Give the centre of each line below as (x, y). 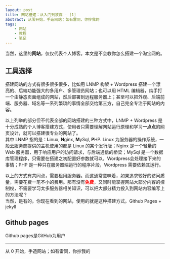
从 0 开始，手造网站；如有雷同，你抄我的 (48, 251)
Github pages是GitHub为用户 (35, 235)
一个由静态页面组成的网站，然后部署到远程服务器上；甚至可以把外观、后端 (83, 96)
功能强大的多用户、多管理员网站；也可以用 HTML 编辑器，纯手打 (95, 90)
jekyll (11, 207)
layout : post (19, 10)
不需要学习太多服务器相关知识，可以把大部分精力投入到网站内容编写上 (92, 188)
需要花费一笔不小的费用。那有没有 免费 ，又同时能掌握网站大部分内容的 (87, 182)
